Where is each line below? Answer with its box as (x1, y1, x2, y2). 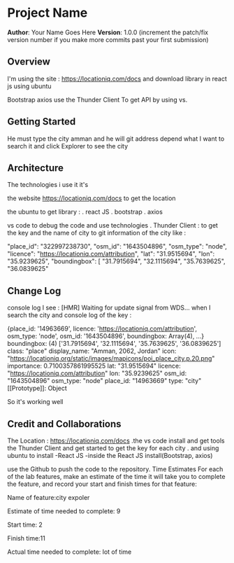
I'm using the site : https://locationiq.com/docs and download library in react (7, 74, 227, 83)
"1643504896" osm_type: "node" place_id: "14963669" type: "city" (7, 377, 202, 385)
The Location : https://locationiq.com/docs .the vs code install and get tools (7, 436, 225, 445)
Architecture (7, 162, 64, 174)
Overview (7, 56, 51, 68)
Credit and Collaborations (7, 418, 122, 430)
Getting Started (7, 116, 76, 127)
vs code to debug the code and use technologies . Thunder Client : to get (7, 221, 219, 230)
